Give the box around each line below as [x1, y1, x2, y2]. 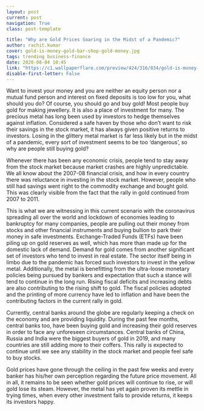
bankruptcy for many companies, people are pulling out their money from [6, 220, 189, 227]
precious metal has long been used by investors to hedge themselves [6, 113, 180, 120]
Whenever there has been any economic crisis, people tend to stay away [6, 157, 189, 164]
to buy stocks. [6, 354, 42, 361]
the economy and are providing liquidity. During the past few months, [6, 316, 180, 323]
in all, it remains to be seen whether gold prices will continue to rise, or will [6, 379, 193, 386]
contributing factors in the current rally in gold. [6, 298, 123, 305]
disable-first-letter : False [6, 70, 80, 76]
